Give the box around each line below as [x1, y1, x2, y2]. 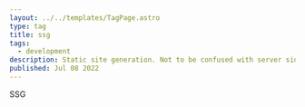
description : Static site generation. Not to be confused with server [9, 55, 282, 64]
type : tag [9, 22, 47, 31]
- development [17, 47, 71, 56]
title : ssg [9, 30, 51, 39]
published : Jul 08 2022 [9, 64, 100, 73]
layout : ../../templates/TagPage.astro [9, 13, 161, 23]
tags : [9, 38, 30, 48]
